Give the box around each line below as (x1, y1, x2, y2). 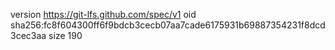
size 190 (48, 30, 83, 41)
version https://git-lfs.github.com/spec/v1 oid (10, 9, 197, 20)
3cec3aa (10, 30, 47, 41)
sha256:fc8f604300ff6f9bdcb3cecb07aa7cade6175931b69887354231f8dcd (10, 19, 326, 31)
